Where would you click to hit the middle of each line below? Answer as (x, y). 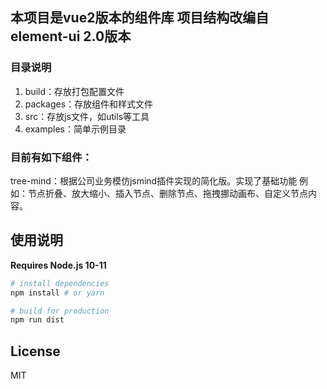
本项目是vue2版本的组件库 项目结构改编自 (140, 18)
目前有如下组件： (51, 157)
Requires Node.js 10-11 (58, 265)
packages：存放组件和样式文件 (89, 104)
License (35, 351)
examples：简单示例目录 (75, 129)
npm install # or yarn (57, 293)
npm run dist (37, 320)
